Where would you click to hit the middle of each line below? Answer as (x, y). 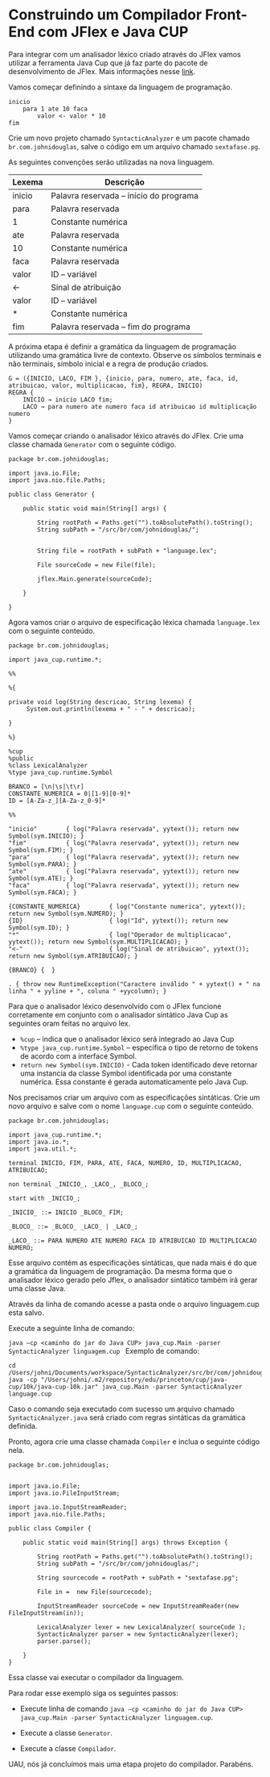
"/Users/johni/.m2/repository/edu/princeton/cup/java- (134, 1380)
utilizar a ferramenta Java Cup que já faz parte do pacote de (108, 63)
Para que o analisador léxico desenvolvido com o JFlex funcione (115, 1006)
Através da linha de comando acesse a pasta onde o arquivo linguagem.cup (134, 1304)
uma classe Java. (37, 1288)
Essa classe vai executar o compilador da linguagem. (96, 1677)
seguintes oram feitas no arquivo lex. (70, 1023)
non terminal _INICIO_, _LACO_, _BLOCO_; (79, 1184)
